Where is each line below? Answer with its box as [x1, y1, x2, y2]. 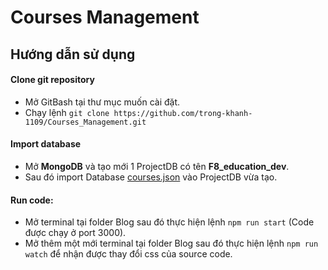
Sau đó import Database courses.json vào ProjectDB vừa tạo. [24, 171, 278, 183]
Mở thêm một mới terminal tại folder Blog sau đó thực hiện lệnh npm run [24, 237, 319, 250]
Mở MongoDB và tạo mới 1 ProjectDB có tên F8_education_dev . [24, 160, 290, 172]
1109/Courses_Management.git [24, 117, 147, 127]
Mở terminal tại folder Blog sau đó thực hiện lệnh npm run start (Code [24, 216, 315, 228]
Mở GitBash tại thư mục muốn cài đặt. [24, 96, 181, 108]
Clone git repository [10, 74, 95, 86]
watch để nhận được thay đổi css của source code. [24, 248, 233, 260]
